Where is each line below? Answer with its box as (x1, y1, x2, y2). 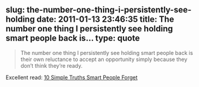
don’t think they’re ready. (20, 62, 83, 69)
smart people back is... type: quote (5, 33, 140, 43)
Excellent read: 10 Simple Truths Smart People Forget (5, 74, 138, 81)
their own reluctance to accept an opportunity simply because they (20, 56, 188, 63)
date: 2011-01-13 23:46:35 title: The (36, 14, 174, 25)
